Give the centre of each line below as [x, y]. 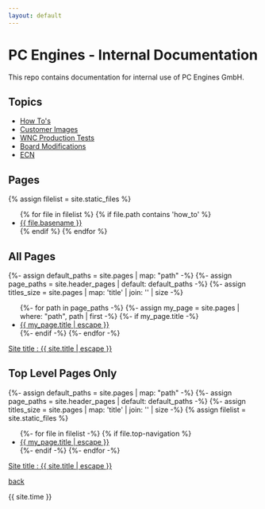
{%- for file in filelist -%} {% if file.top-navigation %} [106, 433]
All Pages [32, 256]
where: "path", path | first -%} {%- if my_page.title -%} [109, 316]
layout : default [35, 16]
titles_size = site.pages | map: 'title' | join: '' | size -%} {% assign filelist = [127, 410]
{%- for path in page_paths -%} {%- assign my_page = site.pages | [130, 308]
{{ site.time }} [30, 496]
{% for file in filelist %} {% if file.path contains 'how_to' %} [115, 215]
